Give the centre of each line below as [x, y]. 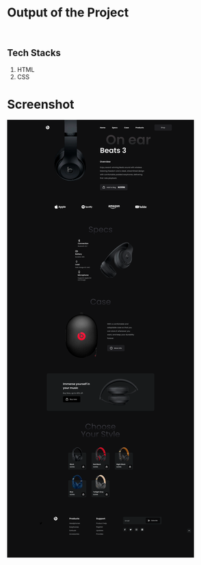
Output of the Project [68, 13]
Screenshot [41, 104]
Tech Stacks [34, 53]
